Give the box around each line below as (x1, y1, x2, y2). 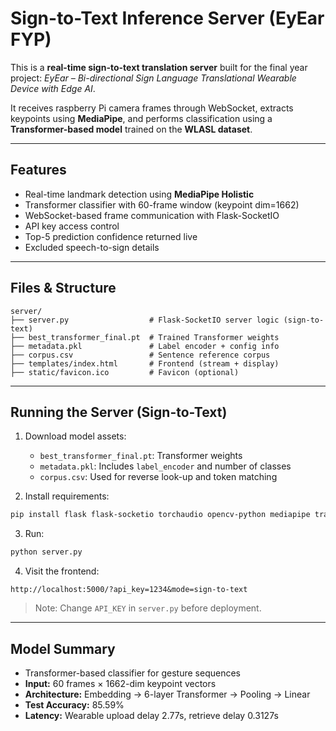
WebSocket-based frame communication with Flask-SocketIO (24, 209, 280, 221)
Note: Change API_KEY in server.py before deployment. (34, 602, 262, 614)
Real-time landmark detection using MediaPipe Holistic (24, 188, 255, 200)
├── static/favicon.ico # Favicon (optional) (10, 367, 240, 377)
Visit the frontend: (24, 565, 100, 577)
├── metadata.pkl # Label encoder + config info (10, 341, 280, 351)
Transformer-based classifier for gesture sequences (24, 667, 241, 679)
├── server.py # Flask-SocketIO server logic (10, 315, 280, 325)
